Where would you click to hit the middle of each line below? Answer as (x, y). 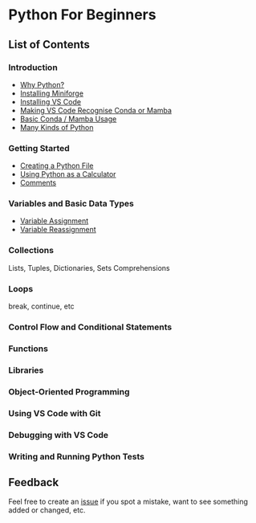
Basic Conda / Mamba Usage (68, 119)
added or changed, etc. (47, 510)
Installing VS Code (51, 101)
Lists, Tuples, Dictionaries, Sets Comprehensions (89, 268)
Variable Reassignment (58, 230)
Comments (38, 183)
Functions (28, 349)
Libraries (26, 370)
